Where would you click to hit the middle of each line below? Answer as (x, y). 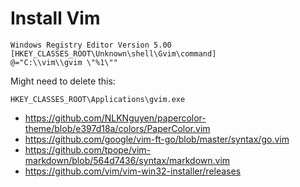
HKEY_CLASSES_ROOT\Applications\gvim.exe (98, 99)
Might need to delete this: (63, 81)
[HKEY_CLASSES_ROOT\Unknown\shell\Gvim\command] (113, 53)
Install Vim (55, 18)
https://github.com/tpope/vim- (88, 149)
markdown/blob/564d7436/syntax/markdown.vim (127, 160)
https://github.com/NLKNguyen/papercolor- (115, 118)
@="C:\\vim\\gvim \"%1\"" (64, 62)
